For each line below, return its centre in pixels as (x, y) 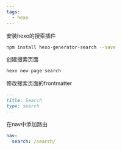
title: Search (24, 101)
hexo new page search (34, 71)
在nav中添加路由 (27, 124)
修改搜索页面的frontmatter (39, 83)
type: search (23, 106)
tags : (13, 12)
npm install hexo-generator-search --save (61, 47)
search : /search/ (34, 141)
